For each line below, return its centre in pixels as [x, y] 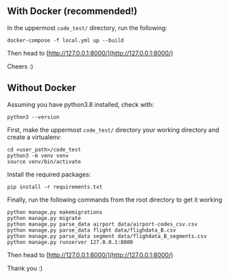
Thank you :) [25, 268]
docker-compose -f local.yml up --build [66, 40]
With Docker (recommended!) [72, 11]
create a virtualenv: [34, 137]
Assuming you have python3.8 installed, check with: [81, 104]
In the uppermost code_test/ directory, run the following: [87, 27]
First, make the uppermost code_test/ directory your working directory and [113, 130]
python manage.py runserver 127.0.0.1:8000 [70, 242]
